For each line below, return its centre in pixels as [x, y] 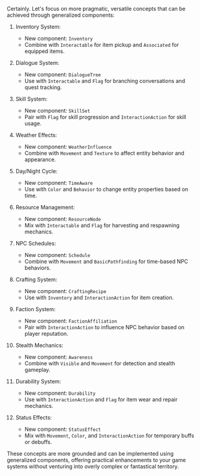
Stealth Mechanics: [39, 345]
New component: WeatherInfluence [68, 147]
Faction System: [35, 309]
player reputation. [46, 334]
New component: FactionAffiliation [71, 321]
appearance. [40, 159]
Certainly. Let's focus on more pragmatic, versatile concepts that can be [96, 9]
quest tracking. [43, 87]
